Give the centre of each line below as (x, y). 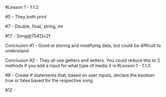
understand (17, 51)
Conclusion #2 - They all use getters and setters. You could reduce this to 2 (83, 60)
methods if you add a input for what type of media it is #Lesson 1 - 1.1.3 (78, 66)
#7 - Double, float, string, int (34, 26)
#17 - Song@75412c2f (28, 36)
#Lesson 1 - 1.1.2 (22, 7)
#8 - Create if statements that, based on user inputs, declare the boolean (80, 75)
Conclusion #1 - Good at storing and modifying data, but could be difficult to (83, 46)
